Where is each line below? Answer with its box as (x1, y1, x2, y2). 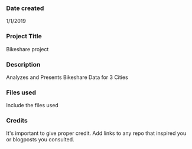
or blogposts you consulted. (6, 136, 75, 143)
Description (6, 60, 41, 68)
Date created (6, 4, 44, 12)
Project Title (6, 32, 43, 41)
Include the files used (6, 102, 59, 109)
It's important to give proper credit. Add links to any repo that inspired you (6, 130, 187, 137)
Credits (6, 117, 28, 125)
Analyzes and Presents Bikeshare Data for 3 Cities (6, 74, 128, 81)
